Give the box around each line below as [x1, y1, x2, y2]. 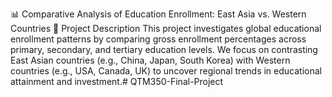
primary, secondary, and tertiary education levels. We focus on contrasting [10, 44, 318, 55]
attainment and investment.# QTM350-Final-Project [10, 76, 224, 87]
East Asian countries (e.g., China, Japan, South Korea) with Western [10, 54, 291, 66]
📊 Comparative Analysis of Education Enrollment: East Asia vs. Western [10, 8, 307, 20]
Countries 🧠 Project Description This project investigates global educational [10, 23, 322, 34]
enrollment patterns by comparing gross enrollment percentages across [10, 33, 307, 45]
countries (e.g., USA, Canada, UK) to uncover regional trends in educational [10, 65, 322, 77]
